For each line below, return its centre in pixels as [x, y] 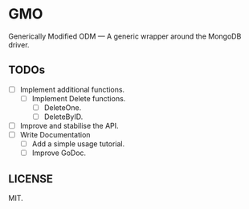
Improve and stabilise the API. [69, 126]
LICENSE [31, 179]
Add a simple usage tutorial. [78, 144]
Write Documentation [55, 135]
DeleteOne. [63, 107]
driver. [19, 44]
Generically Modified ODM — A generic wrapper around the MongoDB [125, 36]
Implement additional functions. [72, 89]
